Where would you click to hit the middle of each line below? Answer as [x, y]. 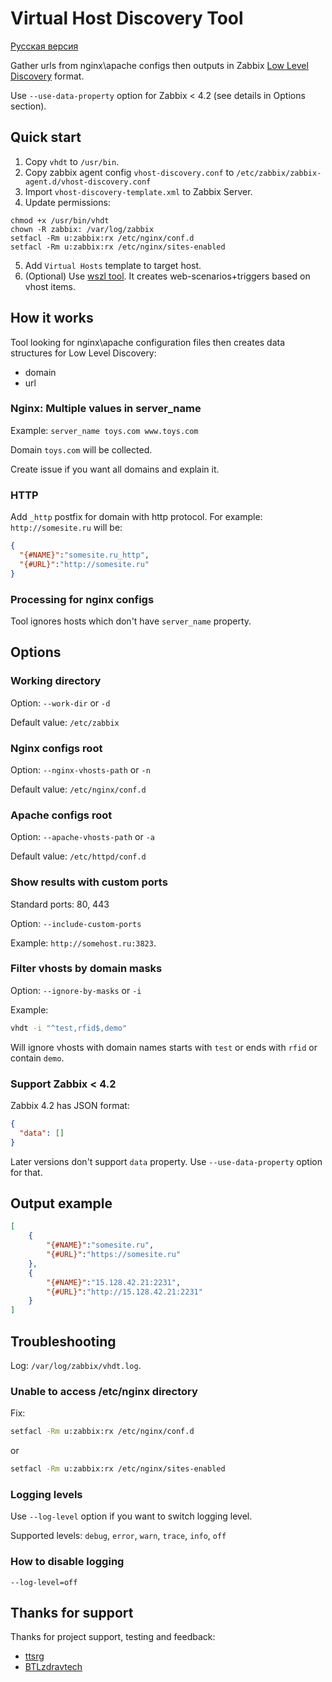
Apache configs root [61, 815]
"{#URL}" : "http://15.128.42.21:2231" [124, 1292]
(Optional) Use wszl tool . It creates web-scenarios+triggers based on [167, 276]
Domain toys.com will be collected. [81, 449]
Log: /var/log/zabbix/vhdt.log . [76, 1365]
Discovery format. [47, 76]
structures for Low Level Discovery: [83, 353]
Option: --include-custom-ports [76, 923]
